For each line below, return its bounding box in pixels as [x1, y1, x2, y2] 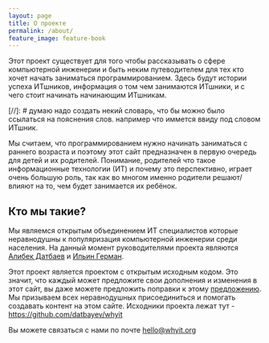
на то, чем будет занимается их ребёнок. [35, 182, 177, 191]
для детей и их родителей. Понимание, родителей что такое [8, 156, 216, 165]
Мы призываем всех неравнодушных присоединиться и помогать [8, 292, 236, 302]
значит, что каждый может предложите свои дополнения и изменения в [8, 276, 258, 285]
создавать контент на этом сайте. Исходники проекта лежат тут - [8, 301, 235, 311]
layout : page [8, 11, 52, 20]
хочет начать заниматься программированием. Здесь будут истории [8, 73, 247, 83]
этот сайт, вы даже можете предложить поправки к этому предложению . [8, 284, 262, 294]
